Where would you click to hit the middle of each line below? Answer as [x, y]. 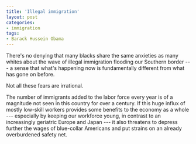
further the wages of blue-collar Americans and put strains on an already [94, 128]
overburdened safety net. [37, 135]
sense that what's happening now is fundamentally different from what [99, 68]
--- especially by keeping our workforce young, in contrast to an [83, 116]
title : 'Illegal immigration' [43, 11]
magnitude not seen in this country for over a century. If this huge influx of [96, 103]
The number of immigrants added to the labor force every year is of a [90, 97]
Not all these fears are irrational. [45, 86]
